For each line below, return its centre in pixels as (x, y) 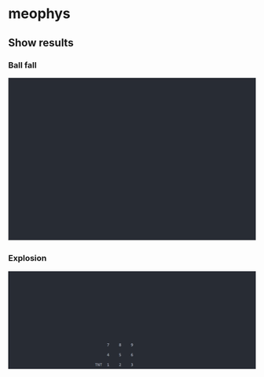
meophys (39, 14)
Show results (41, 43)
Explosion (27, 258)
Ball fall (22, 65)
